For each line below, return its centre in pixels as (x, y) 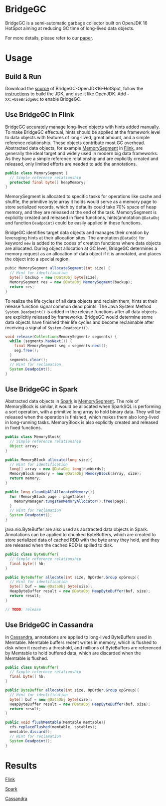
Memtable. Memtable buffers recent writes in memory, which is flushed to (81, 642)
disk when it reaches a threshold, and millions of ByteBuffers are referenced (83, 647)
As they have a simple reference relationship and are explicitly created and (82, 159)
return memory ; (25, 478)
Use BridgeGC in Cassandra (49, 625)
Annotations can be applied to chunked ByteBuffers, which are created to (81, 535)
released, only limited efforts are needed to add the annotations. (71, 164)
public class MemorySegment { (37, 173)
